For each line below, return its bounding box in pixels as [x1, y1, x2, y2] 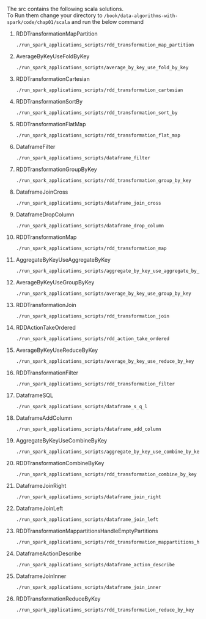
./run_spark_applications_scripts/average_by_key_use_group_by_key [15, 291, 191, 297]
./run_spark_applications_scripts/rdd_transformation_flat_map [15, 132, 181, 139]
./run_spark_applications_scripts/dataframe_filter [15, 155, 150, 161]
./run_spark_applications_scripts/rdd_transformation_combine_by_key [15, 471, 197, 477]
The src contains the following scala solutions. [7, 6, 124, 12]
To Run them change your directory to [7, 12, 103, 19]
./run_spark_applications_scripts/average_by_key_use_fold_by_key [15, 64, 189, 70]
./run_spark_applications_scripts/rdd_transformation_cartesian [15, 87, 183, 93]
